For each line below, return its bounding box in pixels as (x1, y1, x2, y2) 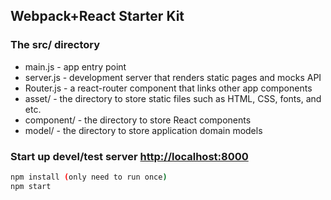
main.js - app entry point (24, 60, 127, 73)
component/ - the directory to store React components (24, 114, 252, 126)
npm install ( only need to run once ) (10, 172, 168, 182)
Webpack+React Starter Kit (10, 8, 185, 25)
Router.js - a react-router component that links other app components (24, 82, 313, 94)
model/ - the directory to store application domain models (24, 124, 263, 136)
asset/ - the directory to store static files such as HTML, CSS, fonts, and (24, 92, 322, 104)
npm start (10, 181, 52, 191)
